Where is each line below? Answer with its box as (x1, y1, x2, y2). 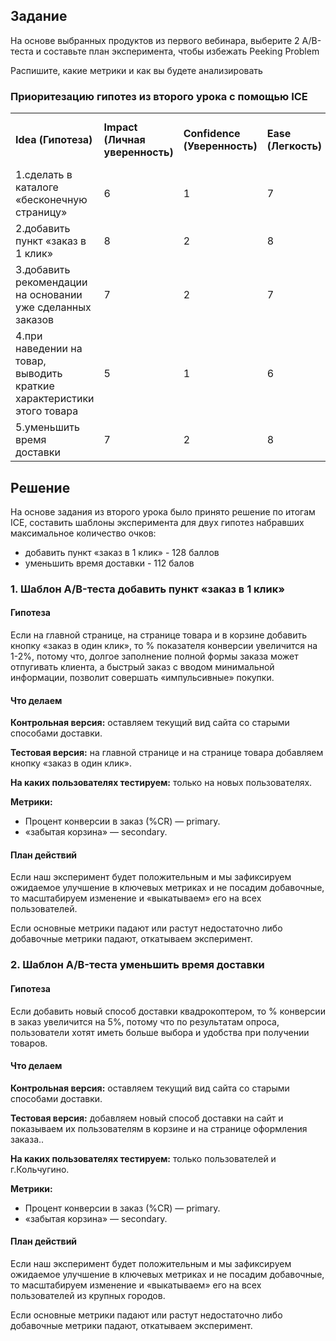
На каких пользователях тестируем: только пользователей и (10, 1152, 277, 1164)
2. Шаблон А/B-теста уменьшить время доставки (10, 958, 265, 972)
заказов (15, 313, 55, 327)
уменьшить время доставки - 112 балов (24, 557, 195, 569)
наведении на (15, 342, 83, 356)
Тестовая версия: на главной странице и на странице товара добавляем (10, 747, 324, 759)
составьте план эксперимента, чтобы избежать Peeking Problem (43, 45, 320, 57)
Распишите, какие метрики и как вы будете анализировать (10, 64, 263, 76)
